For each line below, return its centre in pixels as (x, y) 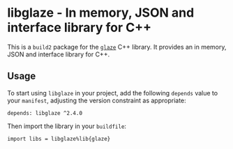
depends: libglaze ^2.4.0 (45, 113)
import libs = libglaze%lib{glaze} (59, 139)
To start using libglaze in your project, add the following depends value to (113, 93)
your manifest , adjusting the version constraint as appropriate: (97, 100)
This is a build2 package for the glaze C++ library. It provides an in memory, (117, 47)
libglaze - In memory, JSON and (101, 13)
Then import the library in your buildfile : (67, 126)
